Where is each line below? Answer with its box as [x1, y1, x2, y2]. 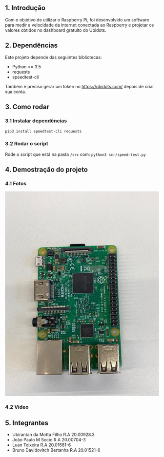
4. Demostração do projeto [5, 166, 88, 173]
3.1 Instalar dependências [5, 117, 67, 124]
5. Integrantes [5, 419, 49, 427]
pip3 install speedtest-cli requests [5, 129, 82, 134]
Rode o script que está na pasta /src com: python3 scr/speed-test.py [5, 151, 146, 157]
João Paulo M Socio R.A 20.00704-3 [12, 437, 86, 443]
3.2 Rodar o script [5, 140, 48, 147]
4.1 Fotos [5, 180, 27, 187]
